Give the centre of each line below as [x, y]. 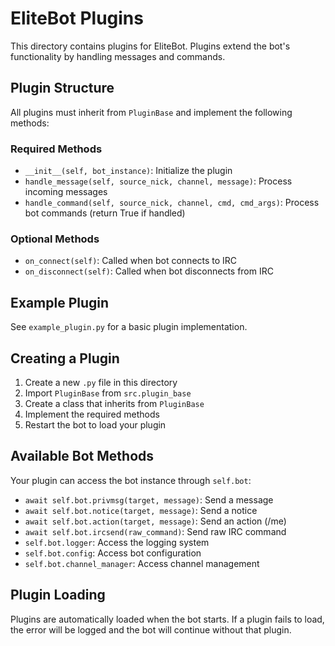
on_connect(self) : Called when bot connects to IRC [131, 261]
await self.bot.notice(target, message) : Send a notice [141, 510]
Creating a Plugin [65, 358]
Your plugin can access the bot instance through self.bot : [131, 480]
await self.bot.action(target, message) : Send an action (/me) [155, 521]
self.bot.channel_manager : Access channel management [142, 563]
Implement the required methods [92, 414]
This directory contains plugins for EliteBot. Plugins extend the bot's [150, 46]
